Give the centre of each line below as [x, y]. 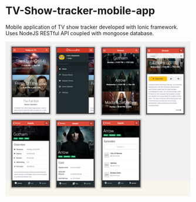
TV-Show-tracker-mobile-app [80, 11]
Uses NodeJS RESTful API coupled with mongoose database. [80, 33]
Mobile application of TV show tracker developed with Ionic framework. [92, 27]
